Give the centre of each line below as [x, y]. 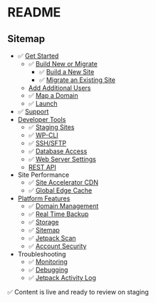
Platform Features [44, 198]
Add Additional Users [59, 88]
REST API [42, 167]
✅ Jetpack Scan [52, 238]
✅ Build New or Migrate [63, 64]
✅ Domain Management [63, 206]
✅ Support [33, 112]
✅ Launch [43, 103]
